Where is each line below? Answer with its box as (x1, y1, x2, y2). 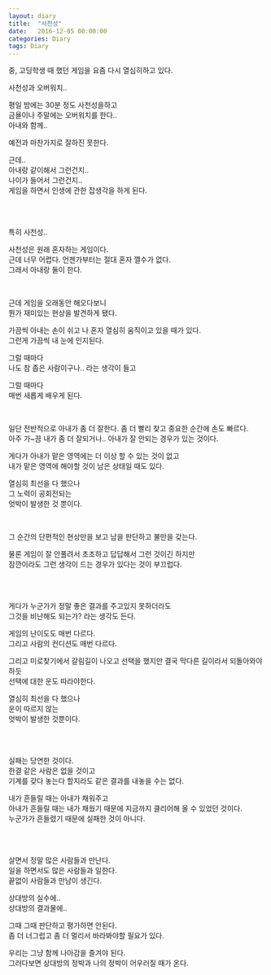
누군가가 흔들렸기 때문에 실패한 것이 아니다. (8, 814, 146, 824)
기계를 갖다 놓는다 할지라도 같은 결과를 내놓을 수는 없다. (8, 776, 185, 786)
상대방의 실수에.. (8, 893, 61, 903)
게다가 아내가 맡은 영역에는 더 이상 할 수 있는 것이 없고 (8, 451, 180, 461)
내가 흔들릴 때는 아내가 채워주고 (8, 794, 109, 803)
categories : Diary (8, 34, 71, 43)
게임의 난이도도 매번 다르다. (8, 628, 96, 639)
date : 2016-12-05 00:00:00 (8, 27, 107, 35)
